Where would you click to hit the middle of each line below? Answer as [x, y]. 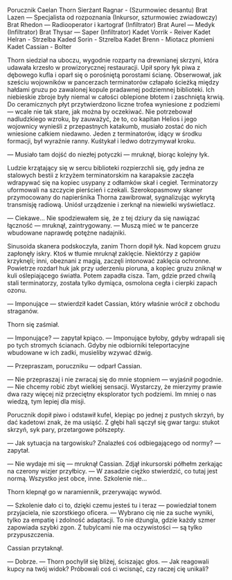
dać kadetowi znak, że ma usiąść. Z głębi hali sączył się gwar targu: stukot [114, 422]
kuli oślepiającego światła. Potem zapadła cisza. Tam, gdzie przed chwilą [111, 275]
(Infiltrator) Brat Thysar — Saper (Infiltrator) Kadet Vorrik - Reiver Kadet [109, 32]
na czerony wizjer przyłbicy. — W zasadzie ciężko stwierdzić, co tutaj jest [113, 471]
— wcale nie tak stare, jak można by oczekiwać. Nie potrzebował [100, 111]
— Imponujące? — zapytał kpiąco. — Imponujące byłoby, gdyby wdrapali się [116, 338]
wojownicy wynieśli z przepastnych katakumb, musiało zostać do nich [107, 126]
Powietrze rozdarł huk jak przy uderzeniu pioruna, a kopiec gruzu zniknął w [115, 268]
